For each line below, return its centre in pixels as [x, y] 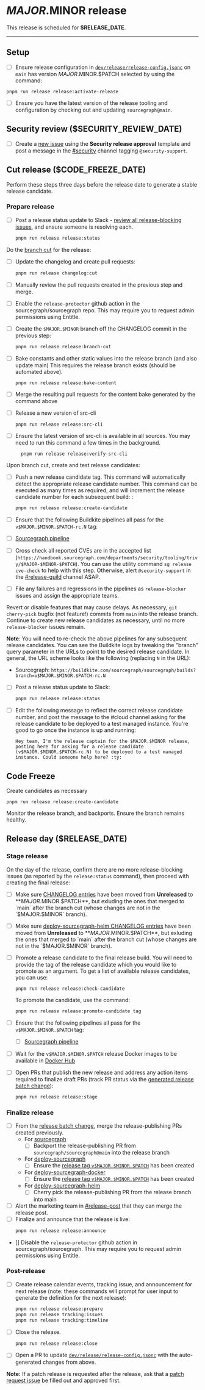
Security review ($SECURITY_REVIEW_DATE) [94, 129]
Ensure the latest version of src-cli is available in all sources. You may [103, 435]
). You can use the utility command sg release [134, 564]
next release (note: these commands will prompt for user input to [97, 1291]
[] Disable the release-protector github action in [76, 1242]
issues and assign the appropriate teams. [67, 596]
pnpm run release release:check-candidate [70, 989]
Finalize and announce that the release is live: [72, 1219]
